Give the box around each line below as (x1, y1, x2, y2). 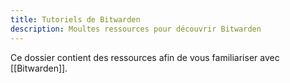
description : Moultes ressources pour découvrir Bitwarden (10, 24, 262, 34)
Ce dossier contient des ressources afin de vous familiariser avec (10, 51, 280, 63)
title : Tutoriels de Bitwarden (10, 14, 141, 25)
